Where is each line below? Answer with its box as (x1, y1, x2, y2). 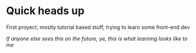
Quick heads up (6, 4, 84, 18)
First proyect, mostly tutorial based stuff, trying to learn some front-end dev (6, 24, 190, 31)
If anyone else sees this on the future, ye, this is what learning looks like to (6, 35, 188, 42)
